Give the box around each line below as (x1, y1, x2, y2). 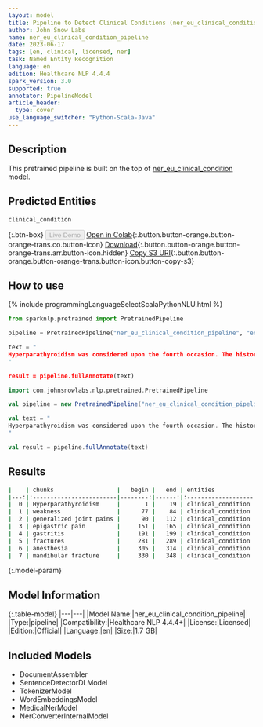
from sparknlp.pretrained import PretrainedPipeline (8, 315, 184, 323)
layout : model (8, 11, 55, 20)
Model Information (8, 588, 101, 601)
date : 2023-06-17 (8, 41, 65, 49)
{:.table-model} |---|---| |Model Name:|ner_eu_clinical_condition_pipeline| (8, 609, 246, 619)
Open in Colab (85, 229, 133, 239)
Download (104, 239, 139, 249)
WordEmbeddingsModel (19, 695, 98, 703)
